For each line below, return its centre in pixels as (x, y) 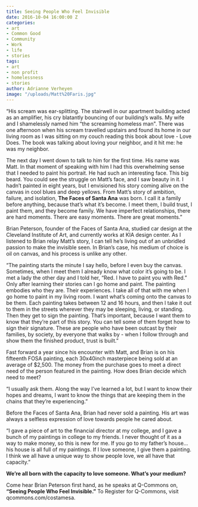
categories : (21, 23)
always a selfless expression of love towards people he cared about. (90, 419)
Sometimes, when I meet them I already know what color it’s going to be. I (96, 271)
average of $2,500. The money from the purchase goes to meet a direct (94, 364)
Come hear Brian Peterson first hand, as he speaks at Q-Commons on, (92, 485)
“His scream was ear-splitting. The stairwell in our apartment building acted (98, 111)
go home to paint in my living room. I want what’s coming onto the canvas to (99, 296)
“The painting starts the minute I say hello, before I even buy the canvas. (94, 265)
